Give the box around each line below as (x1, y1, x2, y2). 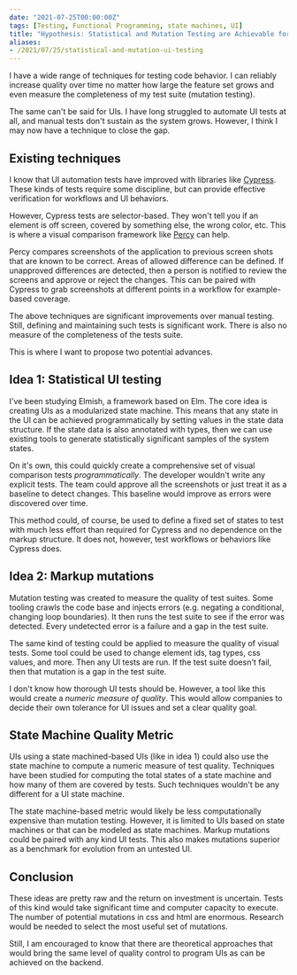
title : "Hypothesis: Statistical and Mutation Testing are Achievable (9, 29, 275, 38)
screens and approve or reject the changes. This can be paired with (9, 274, 256, 285)
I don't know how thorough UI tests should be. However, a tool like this (9, 683, 266, 694)
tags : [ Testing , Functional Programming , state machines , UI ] (9, 21, 243, 30)
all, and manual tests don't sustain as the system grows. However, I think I (9, 116, 278, 127)
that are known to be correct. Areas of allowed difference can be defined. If (9, 255, 285, 266)
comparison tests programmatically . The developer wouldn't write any (9, 469, 266, 480)
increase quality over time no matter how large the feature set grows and (9, 80, 275, 90)
